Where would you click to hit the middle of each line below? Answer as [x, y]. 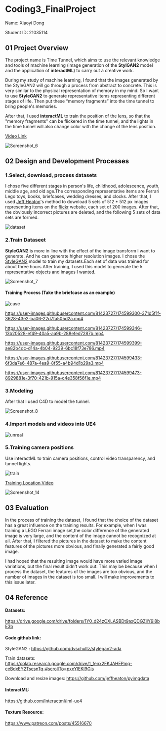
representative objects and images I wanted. [50, 272]
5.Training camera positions [40, 447]
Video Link [16, 136]
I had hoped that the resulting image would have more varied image [74, 561]
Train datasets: [20, 658]
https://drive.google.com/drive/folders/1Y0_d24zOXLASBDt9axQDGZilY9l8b [83, 621]
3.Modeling [19, 390]
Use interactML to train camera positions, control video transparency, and [80, 458]
